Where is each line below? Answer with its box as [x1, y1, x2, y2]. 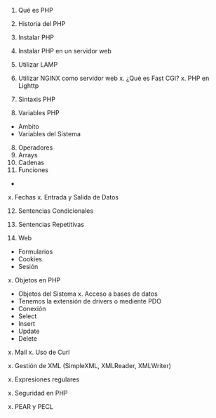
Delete [18, 334, 38, 343]
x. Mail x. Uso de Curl [8, 348, 70, 356]
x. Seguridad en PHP [8, 389, 69, 397]
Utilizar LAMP [18, 60, 58, 69]
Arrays [18, 151, 38, 159]
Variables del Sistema [18, 130, 81, 138]
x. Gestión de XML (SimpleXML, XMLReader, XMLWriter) [8, 362, 171, 370]
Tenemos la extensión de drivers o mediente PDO [18, 297, 162, 305]
